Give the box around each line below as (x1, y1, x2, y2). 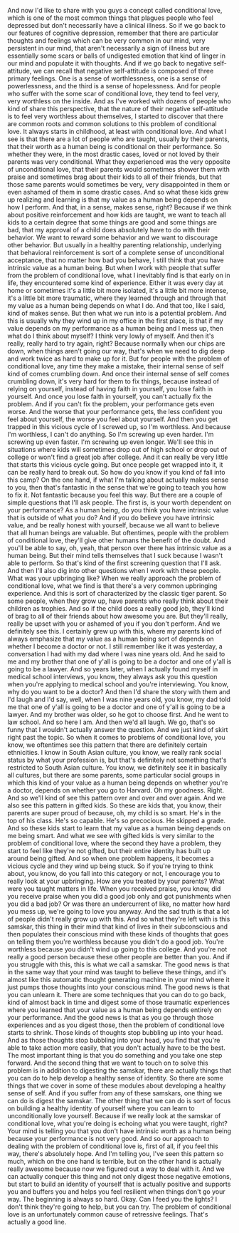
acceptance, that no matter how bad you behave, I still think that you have (7, 256, 224, 264)
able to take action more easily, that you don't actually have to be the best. (7, 1043, 225, 1052)
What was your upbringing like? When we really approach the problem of (7, 574, 222, 582)
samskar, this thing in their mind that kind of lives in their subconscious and (7, 922, 228, 931)
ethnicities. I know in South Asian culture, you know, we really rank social (7, 748, 222, 756)
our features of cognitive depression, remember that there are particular (7, 29, 219, 37)
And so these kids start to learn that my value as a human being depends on (7, 824, 231, 832)
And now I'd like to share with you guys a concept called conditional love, (7, 6, 223, 14)
